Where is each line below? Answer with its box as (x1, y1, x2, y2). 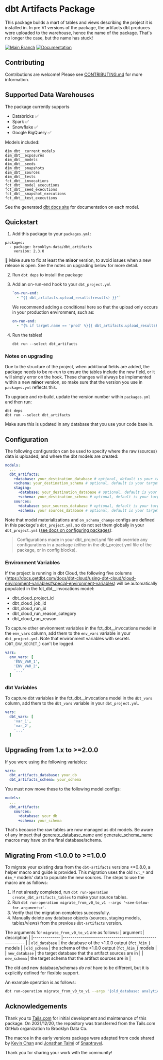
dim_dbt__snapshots (5, 165, 45, 171)
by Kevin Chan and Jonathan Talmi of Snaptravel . (5, 1040, 103, 1046)
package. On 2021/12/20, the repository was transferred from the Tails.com (5, 1020, 156, 1026)
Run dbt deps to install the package (12, 272, 83, 278)
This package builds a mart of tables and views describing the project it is (5, 19, 153, 25)
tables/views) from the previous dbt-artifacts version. (12, 920, 122, 926)
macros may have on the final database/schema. (5, 837, 102, 843)
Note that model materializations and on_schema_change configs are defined (5, 517, 155, 522)
